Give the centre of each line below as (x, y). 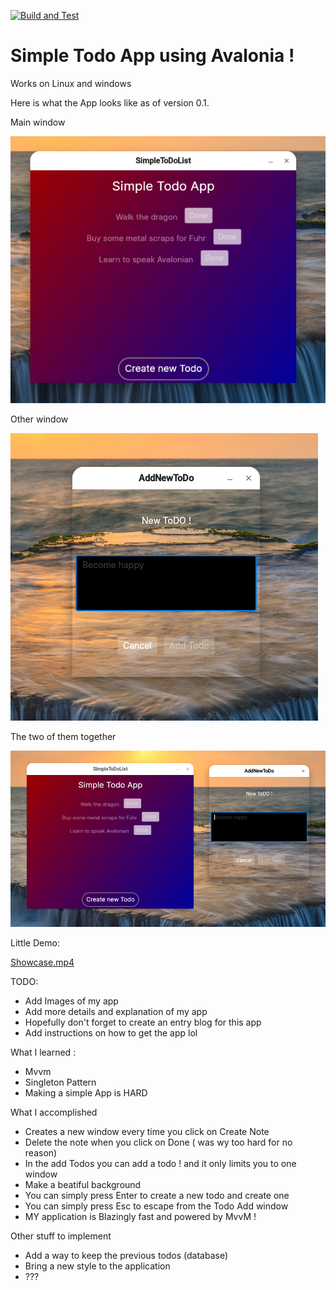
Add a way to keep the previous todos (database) (126, 1256)
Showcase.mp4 (42, 962)
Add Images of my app (71, 1001)
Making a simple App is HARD (86, 1093)
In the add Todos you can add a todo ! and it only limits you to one (160, 1164)
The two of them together (63, 737)
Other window (39, 419)
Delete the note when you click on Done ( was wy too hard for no (158, 1142)
